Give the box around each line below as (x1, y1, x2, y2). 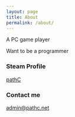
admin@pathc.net (6, 104, 50, 111)
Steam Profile (6, 62, 46, 71)
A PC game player (6, 36, 50, 43)
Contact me (6, 90, 41, 99)
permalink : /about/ (6, 20, 54, 26)
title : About (6, 14, 38, 20)
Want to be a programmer (6, 48, 69, 55)
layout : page (6, 8, 38, 15)
